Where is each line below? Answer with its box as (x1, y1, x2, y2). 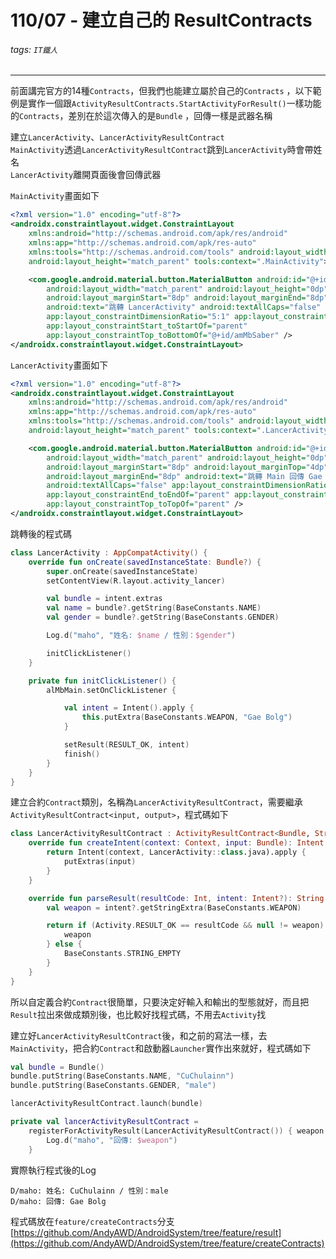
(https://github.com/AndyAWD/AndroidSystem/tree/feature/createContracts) (10, 1237, 325, 1249)
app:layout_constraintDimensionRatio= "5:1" (46, 312, 230, 322)
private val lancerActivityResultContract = (10, 1117, 199, 1127)
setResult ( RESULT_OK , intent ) (63, 740, 190, 750)
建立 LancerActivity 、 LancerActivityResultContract (10, 131, 225, 143)
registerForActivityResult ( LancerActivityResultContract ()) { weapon (28, 1126, 325, 1136)
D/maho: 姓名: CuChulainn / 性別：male (10, 1186, 169, 1196)
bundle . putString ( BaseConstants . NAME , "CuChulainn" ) (10, 1071, 235, 1081)
